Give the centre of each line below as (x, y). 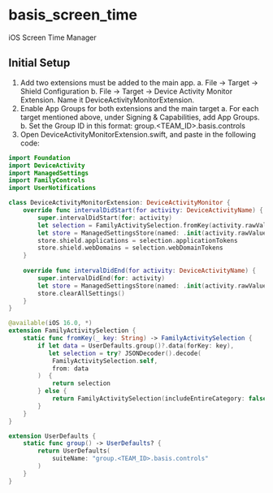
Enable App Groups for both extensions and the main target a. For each (139, 108)
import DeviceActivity (47, 165)
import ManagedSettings (49, 173)
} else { (52, 391)
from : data (70, 368)
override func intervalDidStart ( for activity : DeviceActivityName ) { (143, 210)
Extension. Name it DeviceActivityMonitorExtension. (107, 100)
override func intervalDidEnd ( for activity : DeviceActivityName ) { (139, 270)
